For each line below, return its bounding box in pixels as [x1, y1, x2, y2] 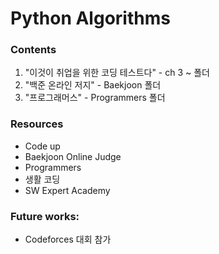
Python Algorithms [10, 7, 171, 30]
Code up [24, 140, 61, 152]
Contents [10, 43, 57, 57]
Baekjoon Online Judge [24, 150, 122, 162]
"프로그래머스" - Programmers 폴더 [24, 92, 166, 104]
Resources [10, 117, 64, 131]
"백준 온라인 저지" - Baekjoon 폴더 [24, 79, 162, 91]
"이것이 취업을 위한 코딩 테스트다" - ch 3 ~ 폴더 [24, 67, 210, 79]
